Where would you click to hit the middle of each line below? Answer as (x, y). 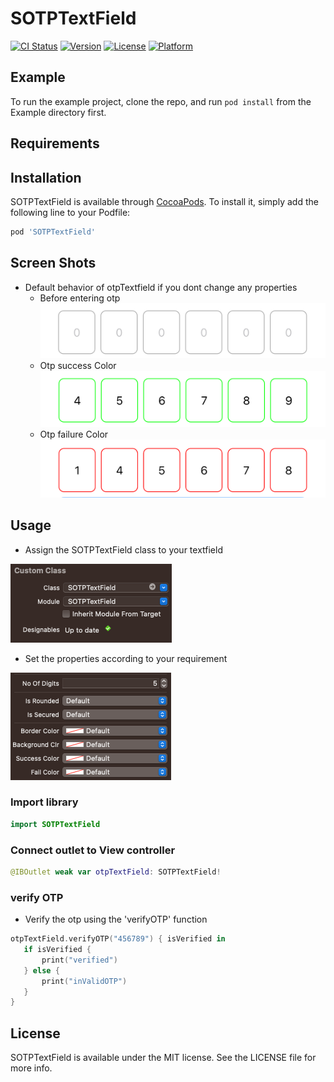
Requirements (55, 143)
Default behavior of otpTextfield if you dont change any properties (161, 287)
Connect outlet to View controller (93, 850)
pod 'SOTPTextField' (53, 232)
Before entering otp (80, 298)
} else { (41, 970)
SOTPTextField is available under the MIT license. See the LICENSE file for (163, 1058)
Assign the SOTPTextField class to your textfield (123, 549)
